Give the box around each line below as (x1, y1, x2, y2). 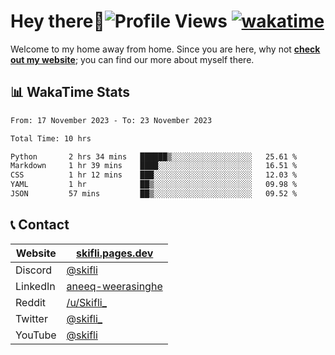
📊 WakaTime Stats (10, 84, 131, 101)
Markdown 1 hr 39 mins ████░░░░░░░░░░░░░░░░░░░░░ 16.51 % (10, 161, 298, 171)
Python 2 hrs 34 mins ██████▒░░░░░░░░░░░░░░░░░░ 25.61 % (10, 151, 298, 162)
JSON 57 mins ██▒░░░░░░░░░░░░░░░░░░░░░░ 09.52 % (10, 189, 298, 199)
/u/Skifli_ (66, 295, 107, 309)
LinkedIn (15, 279, 56, 293)
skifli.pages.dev (76, 246, 154, 260)
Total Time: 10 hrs (10, 133, 92, 144)
